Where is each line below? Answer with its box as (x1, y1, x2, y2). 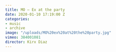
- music (5, 21, 21, 26)
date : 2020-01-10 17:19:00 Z (5, 12, 65, 17)
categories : (5, 16, 30, 21)
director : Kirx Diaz (5, 40, 48, 45)
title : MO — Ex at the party (5, 7, 65, 12)
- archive (5, 26, 26, 31)
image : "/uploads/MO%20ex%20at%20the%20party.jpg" (5, 30, 112, 35)
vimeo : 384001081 (5, 35, 41, 40)
